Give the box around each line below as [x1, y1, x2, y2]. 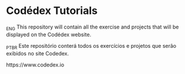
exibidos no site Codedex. [6, 50, 69, 57]
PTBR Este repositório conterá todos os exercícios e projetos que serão [6, 42, 177, 51]
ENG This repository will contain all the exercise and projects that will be [6, 23, 179, 31]
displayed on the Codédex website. [6, 31, 92, 38]
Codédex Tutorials [6, 4, 98, 17]
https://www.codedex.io [6, 61, 65, 68]
